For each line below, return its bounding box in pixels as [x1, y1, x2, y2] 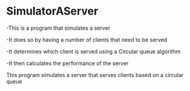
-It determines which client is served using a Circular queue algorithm [6, 47, 181, 55]
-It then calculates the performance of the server [6, 59, 129, 67]
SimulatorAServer [6, 4, 98, 18]
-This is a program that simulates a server [6, 24, 110, 32]
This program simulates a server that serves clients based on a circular [6, 71, 184, 78]
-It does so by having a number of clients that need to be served [6, 36, 168, 43]
